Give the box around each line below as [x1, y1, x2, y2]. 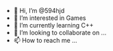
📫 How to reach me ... [13, 37, 77, 44]
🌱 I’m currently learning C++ [13, 21, 94, 29]
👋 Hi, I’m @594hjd [13, 7, 65, 14]
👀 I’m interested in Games [13, 14, 86, 22]
